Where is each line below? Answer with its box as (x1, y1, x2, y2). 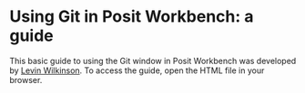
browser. (9, 74, 43, 85)
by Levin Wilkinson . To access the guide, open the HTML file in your (9, 65, 265, 76)
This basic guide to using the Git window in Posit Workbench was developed (9, 55, 297, 66)
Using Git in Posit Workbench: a (9, 6, 254, 27)
